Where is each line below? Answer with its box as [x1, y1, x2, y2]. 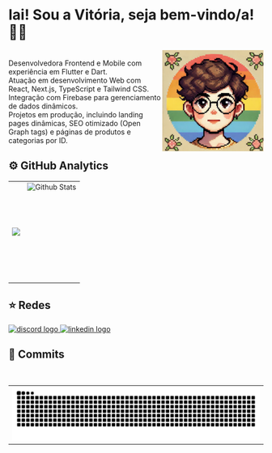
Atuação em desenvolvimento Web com [8, 75, 142, 85]
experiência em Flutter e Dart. [8, 66, 108, 76]
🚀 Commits [8, 348, 65, 362]
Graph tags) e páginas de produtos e [8, 127, 131, 137]
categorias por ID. [8, 135, 69, 145]
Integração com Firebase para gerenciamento [8, 92, 161, 102]
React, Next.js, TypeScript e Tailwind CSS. [8, 83, 150, 94]
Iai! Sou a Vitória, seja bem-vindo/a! [8, 6, 255, 24]
